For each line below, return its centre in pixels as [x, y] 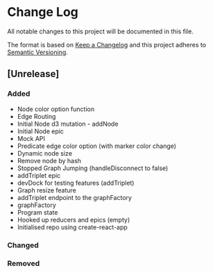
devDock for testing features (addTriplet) [76, 183]
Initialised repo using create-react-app [73, 227]
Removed [24, 263]
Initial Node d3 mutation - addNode [68, 124]
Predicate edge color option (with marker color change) [97, 146]
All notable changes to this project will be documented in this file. [101, 31]
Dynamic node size [45, 153]
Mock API [31, 138]
